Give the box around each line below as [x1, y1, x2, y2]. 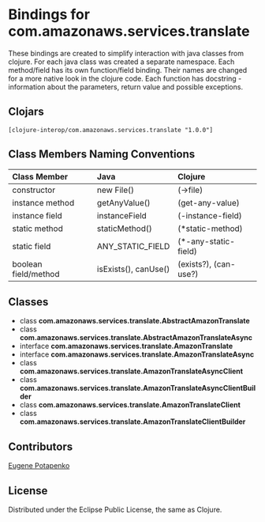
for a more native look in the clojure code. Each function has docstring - [8, 74, 242, 83]
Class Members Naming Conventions [8, 148, 196, 161]
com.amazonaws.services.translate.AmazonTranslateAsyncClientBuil [19, 384, 256, 393]
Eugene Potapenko [8, 461, 70, 471]
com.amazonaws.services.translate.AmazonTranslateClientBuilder [19, 417, 246, 426]
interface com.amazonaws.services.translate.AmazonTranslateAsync [19, 350, 255, 359]
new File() [97, 184, 134, 195]
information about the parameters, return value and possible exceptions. [8, 81, 243, 92]
